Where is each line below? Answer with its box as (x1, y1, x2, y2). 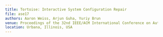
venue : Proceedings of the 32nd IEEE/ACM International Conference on (5, 20, 151, 25)
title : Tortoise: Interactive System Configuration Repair (5, 7, 127, 12)
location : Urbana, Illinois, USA (5, 25, 73, 30)
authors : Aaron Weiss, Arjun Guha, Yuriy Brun (5, 16, 101, 21)
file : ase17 (5, 12, 29, 16)
